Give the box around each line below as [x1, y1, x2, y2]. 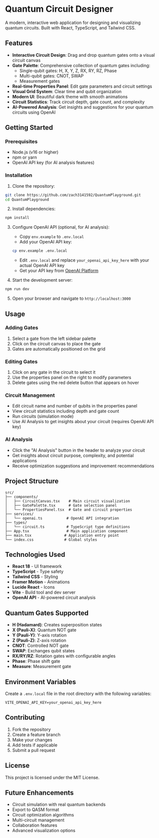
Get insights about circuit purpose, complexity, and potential [12, 452, 134, 458]
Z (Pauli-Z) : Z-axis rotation [12, 638, 67, 644]
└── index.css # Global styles [5, 537, 97, 542]
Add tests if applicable [12, 742, 58, 748]
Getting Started [5, 123, 53, 132]
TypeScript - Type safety [12, 569, 64, 575]
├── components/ [5, 494, 38, 499]
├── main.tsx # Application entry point [5, 533, 119, 538]
